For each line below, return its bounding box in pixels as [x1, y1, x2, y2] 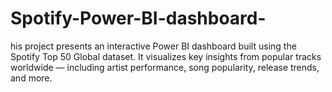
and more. [10, 72, 53, 84]
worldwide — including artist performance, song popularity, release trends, [10, 61, 320, 73]
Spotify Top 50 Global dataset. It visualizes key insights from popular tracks [10, 50, 322, 62]
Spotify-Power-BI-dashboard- [10, 7, 267, 30]
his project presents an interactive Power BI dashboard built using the [10, 40, 297, 52]
